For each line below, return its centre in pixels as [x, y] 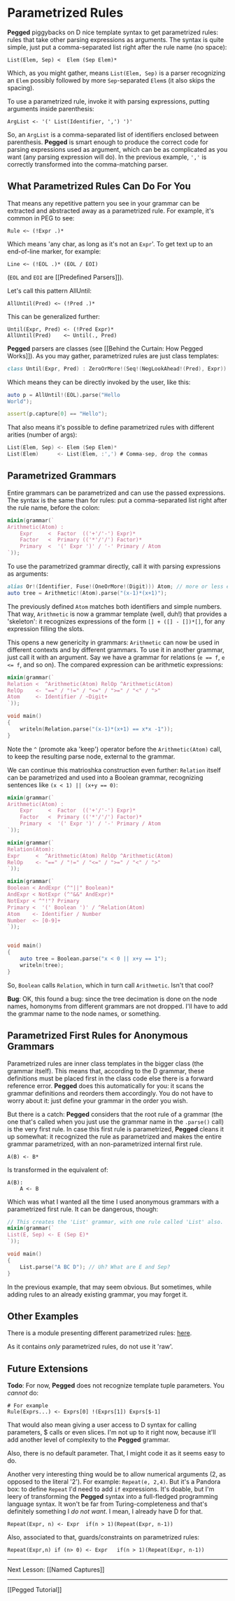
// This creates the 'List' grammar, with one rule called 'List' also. [115, 1222]
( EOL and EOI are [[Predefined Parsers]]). [65, 277]
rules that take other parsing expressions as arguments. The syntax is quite [116, 39]
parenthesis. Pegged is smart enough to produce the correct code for [108, 142]
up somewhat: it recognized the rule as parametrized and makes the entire [114, 1136]
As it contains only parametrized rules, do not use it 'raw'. [90, 1347]
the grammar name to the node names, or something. [84, 1013]
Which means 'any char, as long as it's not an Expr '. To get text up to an [110, 244]
